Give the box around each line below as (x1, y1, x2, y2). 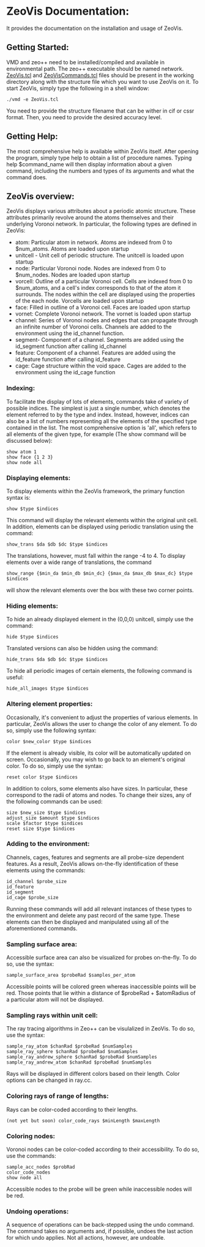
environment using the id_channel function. (15, 330, 124, 337)
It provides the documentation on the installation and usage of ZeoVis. (6, 24, 184, 32)
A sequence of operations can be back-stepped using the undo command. (6, 1221, 195, 1229)
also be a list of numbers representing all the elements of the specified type (6, 417, 197, 424)
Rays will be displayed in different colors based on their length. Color (6, 1070, 180, 1078)
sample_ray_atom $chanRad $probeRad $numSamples (6, 1043, 133, 1049)
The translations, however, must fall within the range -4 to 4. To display (6, 552, 185, 559)
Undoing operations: (6, 1207, 69, 1215)
